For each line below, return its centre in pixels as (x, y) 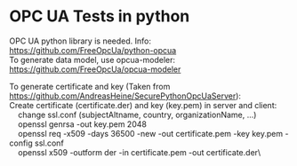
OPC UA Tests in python (100, 16)
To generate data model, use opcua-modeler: (92, 59)
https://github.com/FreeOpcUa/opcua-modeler (95, 69)
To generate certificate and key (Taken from (90, 86)
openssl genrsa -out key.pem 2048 (82, 124)
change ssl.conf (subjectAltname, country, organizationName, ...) (137, 115)
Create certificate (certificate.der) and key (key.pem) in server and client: (143, 105)
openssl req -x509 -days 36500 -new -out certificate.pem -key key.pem (150, 133)
